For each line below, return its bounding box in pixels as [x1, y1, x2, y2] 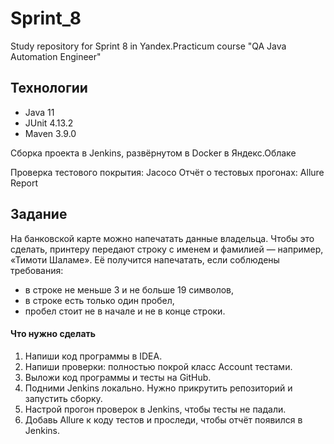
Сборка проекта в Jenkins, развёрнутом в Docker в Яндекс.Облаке [10, 147, 297, 159]
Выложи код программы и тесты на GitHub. [24, 371, 212, 383]
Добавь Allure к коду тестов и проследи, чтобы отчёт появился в [24, 413, 303, 426]
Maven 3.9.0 [24, 127, 77, 139]
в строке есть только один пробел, [24, 294, 175, 306]
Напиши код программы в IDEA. [24, 350, 163, 362]
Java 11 [24, 106, 55, 118]
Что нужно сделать [10, 328, 97, 340]
